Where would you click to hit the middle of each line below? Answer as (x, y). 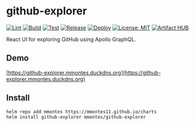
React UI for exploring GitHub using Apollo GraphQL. (71, 39)
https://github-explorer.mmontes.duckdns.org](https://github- (84, 73)
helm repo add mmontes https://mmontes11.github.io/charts (82, 112)
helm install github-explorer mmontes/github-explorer (76, 117)
